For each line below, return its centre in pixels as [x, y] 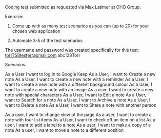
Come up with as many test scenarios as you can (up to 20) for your [80, 26]
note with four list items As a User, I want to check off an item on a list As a [80, 120]
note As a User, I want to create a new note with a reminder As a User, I [77, 79]
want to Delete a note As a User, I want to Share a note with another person [81, 105]
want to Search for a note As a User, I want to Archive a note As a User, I [78, 100]
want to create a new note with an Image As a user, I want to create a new [79, 89]
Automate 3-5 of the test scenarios [47, 40]
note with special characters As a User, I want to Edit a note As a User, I [77, 95]
